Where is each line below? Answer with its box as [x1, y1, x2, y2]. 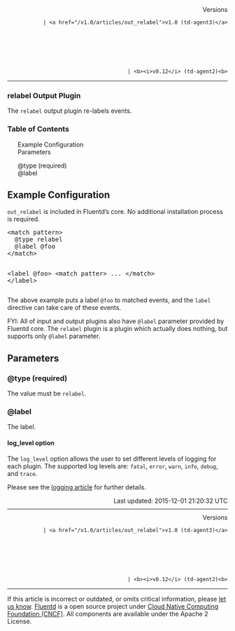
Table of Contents [7, 124, 70, 134]
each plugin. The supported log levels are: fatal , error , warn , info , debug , [7, 461, 218, 470]
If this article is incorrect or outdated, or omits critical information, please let [7, 595, 226, 603]
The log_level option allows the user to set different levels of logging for [7, 454, 217, 463]
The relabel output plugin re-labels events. [7, 107, 132, 115]
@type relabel [14, 236, 63, 243]
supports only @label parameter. [7, 332, 101, 341]
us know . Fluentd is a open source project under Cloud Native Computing [7, 602, 219, 611]
